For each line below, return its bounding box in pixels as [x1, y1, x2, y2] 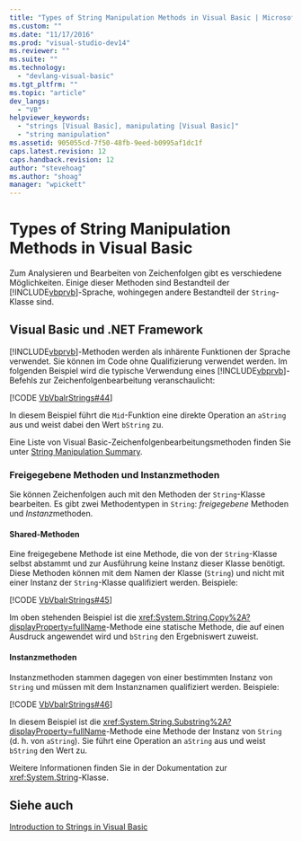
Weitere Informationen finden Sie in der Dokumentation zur [9, 762, 227, 773]
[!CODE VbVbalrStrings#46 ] [9, 698, 113, 710]
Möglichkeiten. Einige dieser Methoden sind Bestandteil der [9, 278, 230, 288]
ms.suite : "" [9, 55, 58, 64]
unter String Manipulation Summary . [9, 446, 143, 456]
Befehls [9, 375, 38, 385]
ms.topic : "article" [9, 88, 87, 97]
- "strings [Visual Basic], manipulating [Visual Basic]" [17, 122, 240, 131]
